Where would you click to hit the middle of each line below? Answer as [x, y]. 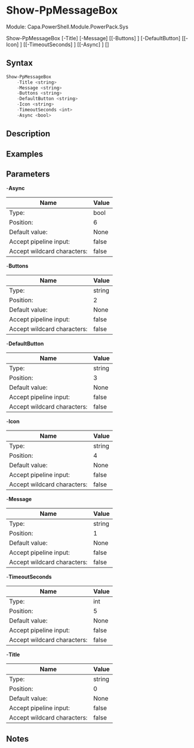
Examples [25, 154]
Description [28, 134]
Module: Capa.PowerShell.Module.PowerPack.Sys [67, 27]
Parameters [28, 174]
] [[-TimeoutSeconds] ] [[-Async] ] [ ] [64, 44]
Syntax [20, 63]
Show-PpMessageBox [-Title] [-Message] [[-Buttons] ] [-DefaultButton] [93, 38]
